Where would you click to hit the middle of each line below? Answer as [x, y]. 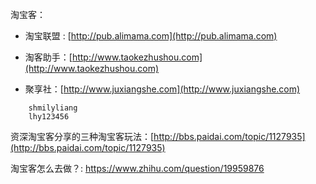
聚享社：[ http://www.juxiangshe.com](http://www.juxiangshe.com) [162, 89]
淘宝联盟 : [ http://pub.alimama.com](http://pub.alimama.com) [151, 36]
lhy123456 [49, 117]
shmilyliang [53, 108]
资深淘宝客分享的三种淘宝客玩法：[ [82, 136]
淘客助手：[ [48, 57]
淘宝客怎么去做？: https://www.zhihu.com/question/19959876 [137, 168]
